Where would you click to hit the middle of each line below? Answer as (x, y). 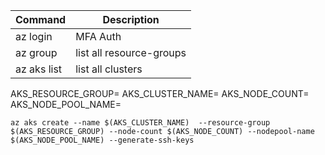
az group (36, 52)
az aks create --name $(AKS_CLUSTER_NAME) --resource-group (140, 123)
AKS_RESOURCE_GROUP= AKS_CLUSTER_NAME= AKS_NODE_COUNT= (160, 93)
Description (131, 19)
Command (41, 19)
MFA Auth (98, 36)
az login (34, 36)
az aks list (39, 69)
